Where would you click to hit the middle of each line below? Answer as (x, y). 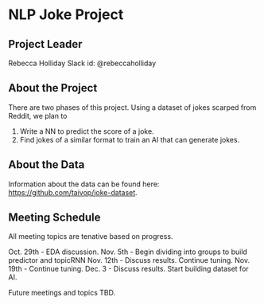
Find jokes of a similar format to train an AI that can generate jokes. (130, 139)
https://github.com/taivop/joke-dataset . (73, 192)
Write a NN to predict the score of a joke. (87, 131)
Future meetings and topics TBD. (62, 293)
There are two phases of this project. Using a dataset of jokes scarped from (132, 107)
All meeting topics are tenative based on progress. (91, 237)
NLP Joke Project (66, 15)
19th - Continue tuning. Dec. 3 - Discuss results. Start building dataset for (128, 269)
